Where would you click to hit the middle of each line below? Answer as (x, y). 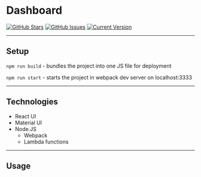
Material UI (28, 123)
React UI (25, 116)
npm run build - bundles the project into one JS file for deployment (89, 66)
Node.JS (26, 129)
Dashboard (34, 10)
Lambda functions (46, 142)
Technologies (32, 102)
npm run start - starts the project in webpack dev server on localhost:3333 (99, 77)
